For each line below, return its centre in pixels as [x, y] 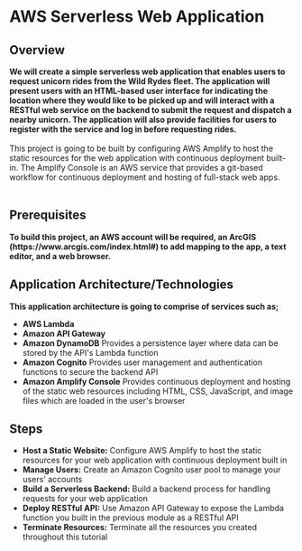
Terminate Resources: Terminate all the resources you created [139, 528]
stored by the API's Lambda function [91, 352]
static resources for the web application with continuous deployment [137, 158]
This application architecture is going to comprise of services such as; [144, 306]
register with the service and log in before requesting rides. [123, 129]
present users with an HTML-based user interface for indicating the [139, 91]
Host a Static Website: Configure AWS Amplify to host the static [142, 451]
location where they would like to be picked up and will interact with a [142, 100]
